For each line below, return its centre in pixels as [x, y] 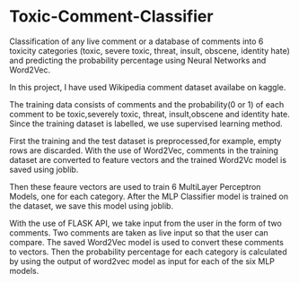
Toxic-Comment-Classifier [111, 17]
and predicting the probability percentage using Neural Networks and [138, 60]
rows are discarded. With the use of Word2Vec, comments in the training [144, 150]
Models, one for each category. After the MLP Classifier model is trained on [149, 196]
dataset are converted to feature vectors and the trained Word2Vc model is [148, 159]
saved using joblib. [44, 169]
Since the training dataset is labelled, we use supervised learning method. [146, 124]
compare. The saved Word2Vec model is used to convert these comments [147, 242]
